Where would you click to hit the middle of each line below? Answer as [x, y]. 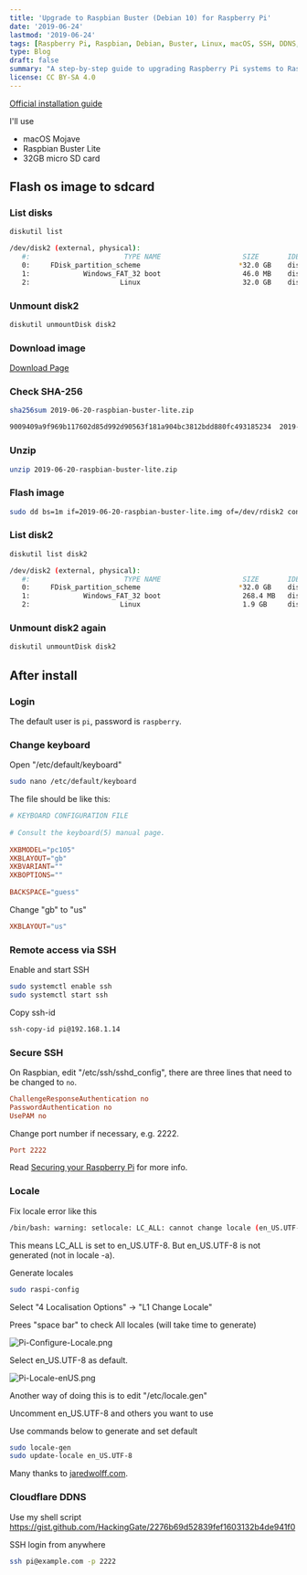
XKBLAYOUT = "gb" [38, 858]
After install [43, 676]
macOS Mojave [51, 139]
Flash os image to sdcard [82, 187]
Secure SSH [37, 1052]
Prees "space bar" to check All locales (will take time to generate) [133, 1325]
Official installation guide [56, 103]
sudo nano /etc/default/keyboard [73, 782]
